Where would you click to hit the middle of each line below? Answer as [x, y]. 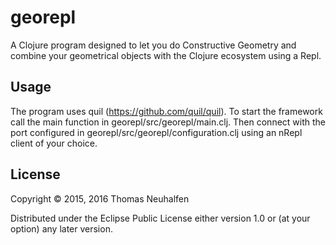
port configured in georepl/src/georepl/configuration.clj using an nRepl [156, 132]
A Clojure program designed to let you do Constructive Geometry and [153, 45]
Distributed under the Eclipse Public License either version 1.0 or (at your [160, 218]
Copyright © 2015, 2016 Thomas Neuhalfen [100, 198]
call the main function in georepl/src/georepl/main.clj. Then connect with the [168, 122]
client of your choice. [54, 143]
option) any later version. [61, 228]
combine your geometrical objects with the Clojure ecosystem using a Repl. [166, 55]
